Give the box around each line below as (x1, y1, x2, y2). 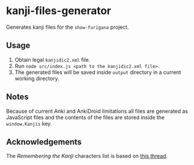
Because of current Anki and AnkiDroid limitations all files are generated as (6, 107, 189, 115)
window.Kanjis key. (6, 120, 52, 127)
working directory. (14, 75, 60, 82)
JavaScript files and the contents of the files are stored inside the (6, 113, 165, 121)
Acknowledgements (6, 137, 82, 147)
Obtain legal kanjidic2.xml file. (14, 56, 90, 63)
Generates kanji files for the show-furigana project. (6, 23, 129, 31)
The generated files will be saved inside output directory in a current (14, 69, 182, 76)
